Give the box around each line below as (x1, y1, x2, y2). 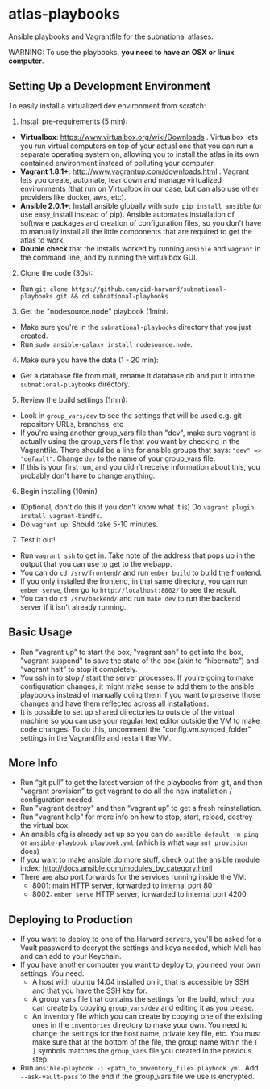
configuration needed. (19, 795, 94, 804)
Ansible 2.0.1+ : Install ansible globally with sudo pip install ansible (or (19, 200, 263, 210)
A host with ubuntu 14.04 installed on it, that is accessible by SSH (31, 977, 250, 987)
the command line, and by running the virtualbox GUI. (19, 252, 198, 262)
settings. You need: (19, 969, 85, 978)
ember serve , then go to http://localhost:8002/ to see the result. (19, 585, 238, 594)
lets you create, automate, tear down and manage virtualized (19, 175, 222, 184)
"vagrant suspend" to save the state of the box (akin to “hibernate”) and (19, 656, 260, 665)
